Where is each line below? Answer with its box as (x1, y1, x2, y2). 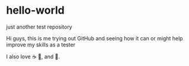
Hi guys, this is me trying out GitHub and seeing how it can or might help (6, 34, 183, 42)
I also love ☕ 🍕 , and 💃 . (6, 53, 60, 60)
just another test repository (6, 23, 72, 30)
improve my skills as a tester (6, 41, 76, 48)
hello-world (6, 4, 65, 17)
